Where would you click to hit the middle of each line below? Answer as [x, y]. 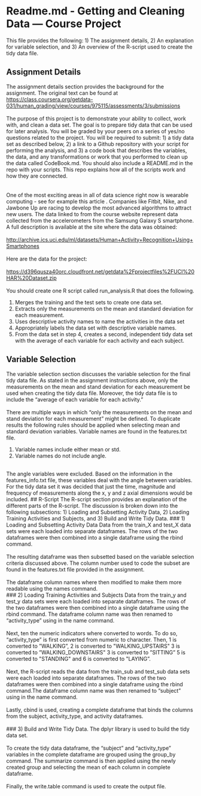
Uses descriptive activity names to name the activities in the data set [100, 321]
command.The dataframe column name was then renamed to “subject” [94, 690]
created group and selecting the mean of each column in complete [88, 767]
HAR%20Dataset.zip [31, 278]
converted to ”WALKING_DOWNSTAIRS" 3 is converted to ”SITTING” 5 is [96, 652]
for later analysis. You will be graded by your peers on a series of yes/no [95, 131]
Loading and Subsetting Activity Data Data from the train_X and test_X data [99, 525]
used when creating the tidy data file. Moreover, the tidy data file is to [92, 393]
